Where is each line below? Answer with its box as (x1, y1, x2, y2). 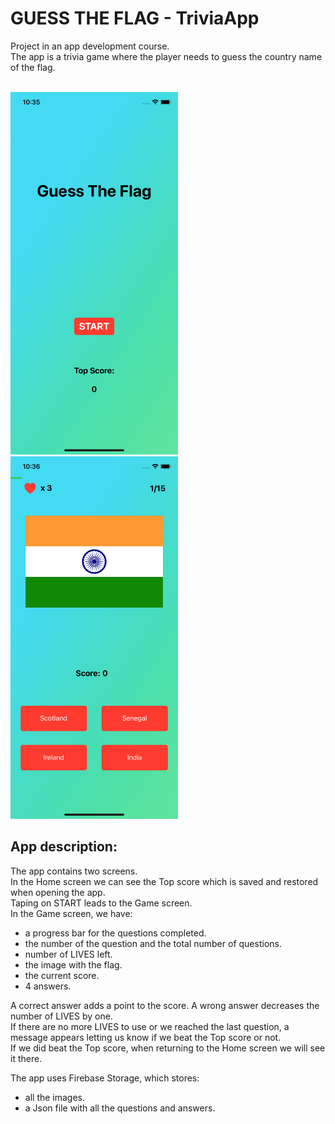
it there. (10, 1052, 43, 1064)
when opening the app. (10, 886, 106, 898)
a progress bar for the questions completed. (24, 927, 207, 939)
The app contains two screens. (10, 865, 138, 877)
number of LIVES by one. (10, 1010, 113, 1022)
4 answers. (24, 980, 72, 992)
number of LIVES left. (24, 948, 113, 960)
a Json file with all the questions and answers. (24, 1102, 216, 1114)
